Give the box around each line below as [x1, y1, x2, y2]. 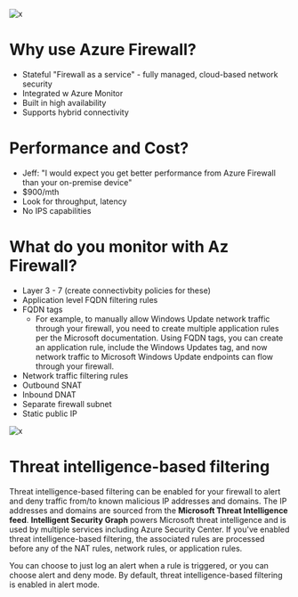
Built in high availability [21, 97, 107, 108]
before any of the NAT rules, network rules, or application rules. [9, 543, 243, 553]
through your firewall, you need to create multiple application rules [35, 323, 279, 333]
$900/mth [21, 186, 60, 197]
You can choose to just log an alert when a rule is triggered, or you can [9, 560, 270, 570]
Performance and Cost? [9, 138, 189, 159]
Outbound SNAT [21, 380, 83, 390]
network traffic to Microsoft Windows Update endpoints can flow [35, 351, 274, 362]
